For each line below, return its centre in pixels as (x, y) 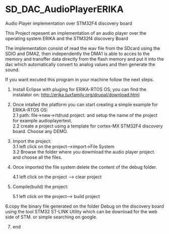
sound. (12, 70)
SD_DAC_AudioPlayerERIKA (64, 9)
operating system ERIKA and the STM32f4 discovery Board (67, 38)
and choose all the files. (37, 157)
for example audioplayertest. (42, 120)
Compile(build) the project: (40, 186)
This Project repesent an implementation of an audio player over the (76, 33)
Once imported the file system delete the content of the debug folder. (85, 167)
